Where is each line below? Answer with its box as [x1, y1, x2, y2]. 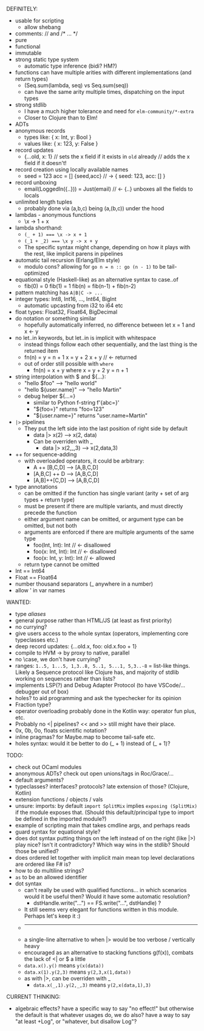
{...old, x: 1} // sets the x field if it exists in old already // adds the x [24, 153, 190, 160]
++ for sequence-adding [15, 451, 77, 458]
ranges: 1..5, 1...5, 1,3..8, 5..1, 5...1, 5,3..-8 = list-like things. [15, 662, 190, 669]
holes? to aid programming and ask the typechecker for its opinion [15, 695, 182, 701]
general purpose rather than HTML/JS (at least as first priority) [15, 617, 172, 624]
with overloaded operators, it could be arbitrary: [24, 457, 144, 464]
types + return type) [24, 496, 75, 503]
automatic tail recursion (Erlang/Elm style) [15, 257, 120, 264]
